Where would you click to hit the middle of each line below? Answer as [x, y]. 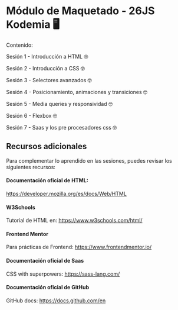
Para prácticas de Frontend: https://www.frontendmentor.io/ [79, 247]
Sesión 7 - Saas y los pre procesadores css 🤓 [62, 127]
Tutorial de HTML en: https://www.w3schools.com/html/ [74, 221]
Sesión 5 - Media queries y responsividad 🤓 [60, 104]
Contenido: [20, 45]
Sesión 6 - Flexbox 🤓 [32, 115]
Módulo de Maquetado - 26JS [80, 11]
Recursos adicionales [47, 146]
